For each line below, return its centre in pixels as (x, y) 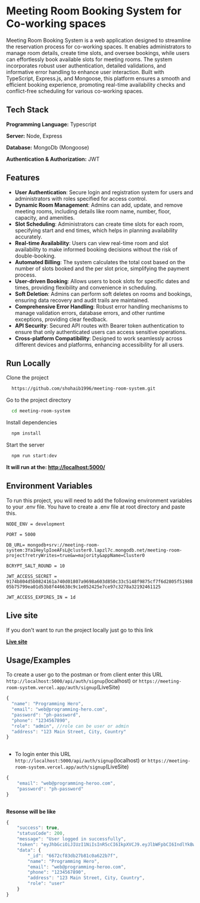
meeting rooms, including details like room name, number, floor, (93, 211)
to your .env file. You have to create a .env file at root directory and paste (96, 507)
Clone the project (27, 378)
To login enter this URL (43, 754)
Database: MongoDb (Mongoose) (48, 147)
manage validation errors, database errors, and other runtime (90, 313)
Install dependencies (32, 423)
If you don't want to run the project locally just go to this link (80, 630)
